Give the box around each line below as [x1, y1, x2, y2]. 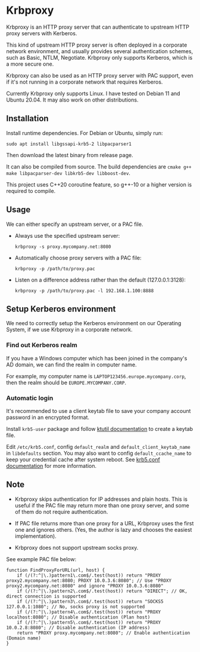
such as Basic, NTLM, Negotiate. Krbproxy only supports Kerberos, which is [6, 54, 193, 61]
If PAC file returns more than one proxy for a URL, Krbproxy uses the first [14, 519, 194, 527]
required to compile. [6, 187, 56, 194]
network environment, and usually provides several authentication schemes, [6, 47, 193, 54]
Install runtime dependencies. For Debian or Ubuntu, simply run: [6, 129, 163, 136]
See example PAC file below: [6, 555, 76, 562]
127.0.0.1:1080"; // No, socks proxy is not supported [6, 604, 145, 610]
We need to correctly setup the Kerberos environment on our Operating [6, 320, 182, 327]
